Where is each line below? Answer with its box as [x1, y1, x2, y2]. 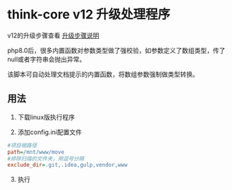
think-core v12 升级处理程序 [7, 6, 171, 23]
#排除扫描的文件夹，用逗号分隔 [7, 155, 85, 162]
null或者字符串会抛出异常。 [7, 54, 86, 64]
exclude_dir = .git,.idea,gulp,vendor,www [7, 162, 128, 169]
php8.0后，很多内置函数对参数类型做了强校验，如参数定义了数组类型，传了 [7, 46, 226, 54]
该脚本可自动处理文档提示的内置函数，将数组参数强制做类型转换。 [7, 70, 199, 78]
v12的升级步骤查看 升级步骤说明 [7, 31, 100, 40]
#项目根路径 [7, 142, 37, 149]
